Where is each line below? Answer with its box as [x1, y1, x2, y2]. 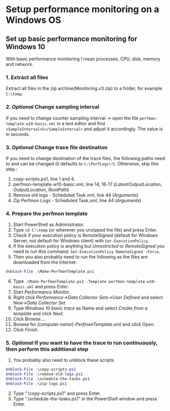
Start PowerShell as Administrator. [13, 221, 85, 228]
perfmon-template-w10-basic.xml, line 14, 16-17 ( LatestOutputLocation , [13, 181, 162, 187]
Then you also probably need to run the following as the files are [13, 254, 148, 260]
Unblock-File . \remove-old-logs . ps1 [6, 371, 83, 377]
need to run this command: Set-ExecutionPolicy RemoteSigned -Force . [13, 248, 160, 254]
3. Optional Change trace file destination [6, 143, 108, 151]
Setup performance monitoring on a [6, 4, 159, 15]
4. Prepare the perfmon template [6, 210, 88, 217]
